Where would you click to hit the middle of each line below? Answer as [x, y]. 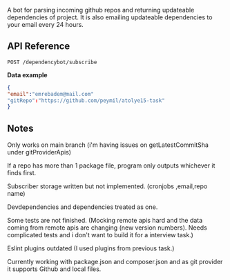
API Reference [39, 47]
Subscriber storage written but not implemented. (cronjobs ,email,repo [107, 186]
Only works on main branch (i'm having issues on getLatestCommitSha [108, 145]
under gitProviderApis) [39, 152]
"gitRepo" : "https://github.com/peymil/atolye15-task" [86, 100]
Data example [27, 74]
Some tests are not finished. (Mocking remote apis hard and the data [105, 221]
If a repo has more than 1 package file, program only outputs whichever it [111, 166]
